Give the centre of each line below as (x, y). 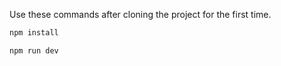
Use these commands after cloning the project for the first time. (140, 14)
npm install (34, 33)
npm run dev (34, 50)
